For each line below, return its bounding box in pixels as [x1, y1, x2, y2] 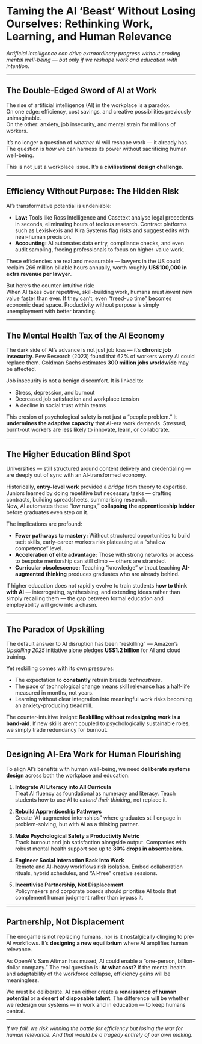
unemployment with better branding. [6, 307, 97, 315]
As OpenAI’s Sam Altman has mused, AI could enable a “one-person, [6, 957, 177, 965]
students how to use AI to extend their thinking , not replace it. [14, 796, 168, 803]
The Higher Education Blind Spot [6, 449, 131, 459]
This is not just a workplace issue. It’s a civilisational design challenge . [6, 163, 183, 170]
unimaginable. [6, 114, 41, 121]
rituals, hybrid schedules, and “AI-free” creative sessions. [14, 869, 158, 876]
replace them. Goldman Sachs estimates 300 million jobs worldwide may [6, 359, 189, 366]
